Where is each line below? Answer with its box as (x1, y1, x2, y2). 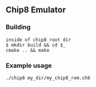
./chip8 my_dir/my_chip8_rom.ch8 (5, 75, 91, 81)
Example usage (5, 61, 52, 69)
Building (5, 23, 31, 31)
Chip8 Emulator (5, 5, 66, 15)
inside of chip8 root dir (5, 36, 71, 43)
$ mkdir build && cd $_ (5, 42, 66, 48)
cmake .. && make (5, 47, 50, 53)
